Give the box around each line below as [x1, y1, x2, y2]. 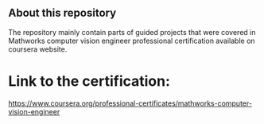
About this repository [8, 6, 117, 20]
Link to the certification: [8, 72, 171, 90]
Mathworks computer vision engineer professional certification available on [8, 36, 256, 45]
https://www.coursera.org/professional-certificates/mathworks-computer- [8, 99, 253, 108]
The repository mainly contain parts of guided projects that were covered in [8, 27, 256, 37]
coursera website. [8, 44, 68, 54]
